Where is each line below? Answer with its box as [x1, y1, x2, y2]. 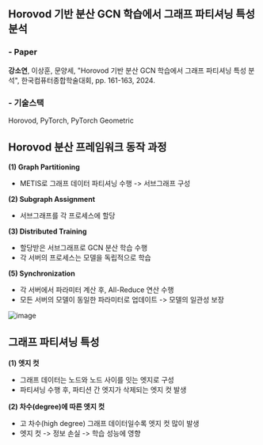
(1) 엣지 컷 [8, 358, 40, 367]
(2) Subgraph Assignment [8, 194, 96, 203]
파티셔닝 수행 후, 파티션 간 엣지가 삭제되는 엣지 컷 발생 [19, 385, 187, 394]
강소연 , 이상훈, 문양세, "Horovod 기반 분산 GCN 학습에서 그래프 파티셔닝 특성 [8, 66, 247, 75]
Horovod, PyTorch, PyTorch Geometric [8, 116, 135, 125]
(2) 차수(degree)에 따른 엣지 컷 [8, 401, 105, 411]
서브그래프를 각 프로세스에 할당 [19, 211, 116, 220]
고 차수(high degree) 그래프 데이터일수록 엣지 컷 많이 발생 [19, 418, 200, 428]
